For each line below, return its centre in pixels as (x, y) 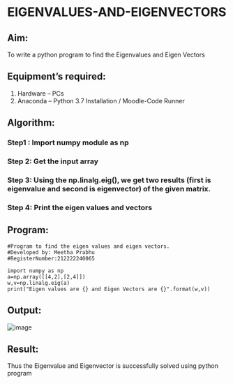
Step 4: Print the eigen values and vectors (80, 207)
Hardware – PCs (40, 93)
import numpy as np (36, 271)
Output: (24, 310)
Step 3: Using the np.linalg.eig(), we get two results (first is (109, 180)
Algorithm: (31, 123)
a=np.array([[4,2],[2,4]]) (46, 276)
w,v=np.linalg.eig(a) (39, 283)
